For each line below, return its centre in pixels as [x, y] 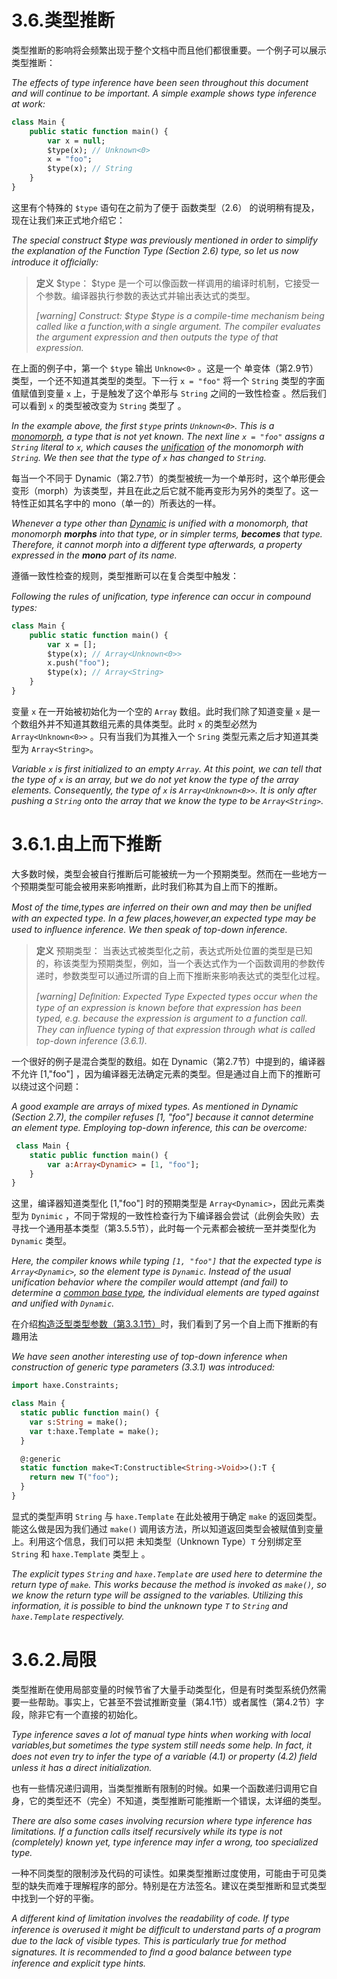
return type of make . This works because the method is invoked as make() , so [169, 1584]
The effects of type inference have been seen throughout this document [160, 82]
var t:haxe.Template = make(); [94, 1431]
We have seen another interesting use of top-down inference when [149, 1357]
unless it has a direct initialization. [82, 1767]
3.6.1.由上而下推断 [86, 844]
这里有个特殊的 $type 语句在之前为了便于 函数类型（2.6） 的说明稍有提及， [165, 207]
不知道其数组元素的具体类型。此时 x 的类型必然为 [156, 723]
